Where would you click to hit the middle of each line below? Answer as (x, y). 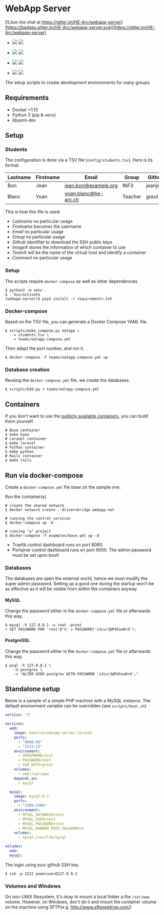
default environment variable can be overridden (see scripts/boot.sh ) (76, 706)
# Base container (23, 430)
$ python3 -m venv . (26, 290)
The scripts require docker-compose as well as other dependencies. (72, 281)
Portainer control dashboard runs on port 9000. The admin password (82, 550)
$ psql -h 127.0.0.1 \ (28, 665)
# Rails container (24, 456)
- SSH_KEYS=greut (36, 765)
